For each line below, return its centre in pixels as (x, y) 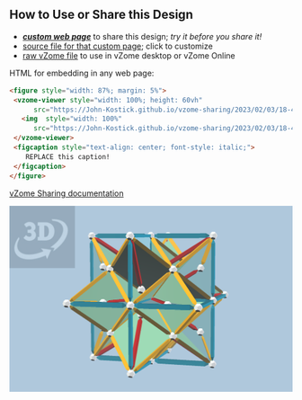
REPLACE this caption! (68, 156)
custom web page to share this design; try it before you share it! (142, 36)
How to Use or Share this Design (101, 15)
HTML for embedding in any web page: (82, 73)
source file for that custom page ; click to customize (117, 46)
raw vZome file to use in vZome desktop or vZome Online (129, 55)
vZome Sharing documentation (67, 193)
